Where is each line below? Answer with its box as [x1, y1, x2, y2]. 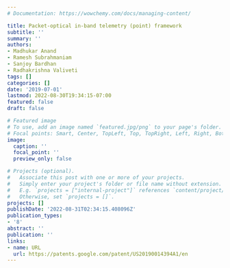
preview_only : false [13, 155, 72, 163]
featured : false [7, 98, 53, 106]
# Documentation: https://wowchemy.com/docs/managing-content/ [7, 10, 192, 17]
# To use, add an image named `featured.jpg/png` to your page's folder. [7, 124, 222, 131]
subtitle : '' [7, 29, 44, 36]
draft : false [7, 105, 44, 112]
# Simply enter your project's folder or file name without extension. [7, 180, 222, 187]
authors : [7, 42, 32, 49]
